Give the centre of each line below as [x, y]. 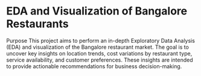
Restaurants [37, 24]
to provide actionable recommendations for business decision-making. [94, 66]
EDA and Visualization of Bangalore [97, 11]
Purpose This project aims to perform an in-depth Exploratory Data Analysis [101, 40]
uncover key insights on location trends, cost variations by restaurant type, [99, 53]
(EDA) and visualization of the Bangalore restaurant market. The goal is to [97, 47]
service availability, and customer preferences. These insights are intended [100, 60]
